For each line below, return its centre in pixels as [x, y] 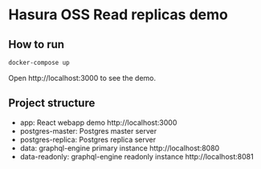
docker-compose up [39, 62]
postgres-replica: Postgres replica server [88, 139]
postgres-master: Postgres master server [88, 131]
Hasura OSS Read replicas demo [118, 15]
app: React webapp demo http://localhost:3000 [98, 123]
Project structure [52, 103]
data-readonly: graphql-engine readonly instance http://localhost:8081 [137, 156]
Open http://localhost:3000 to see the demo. [82, 78]
